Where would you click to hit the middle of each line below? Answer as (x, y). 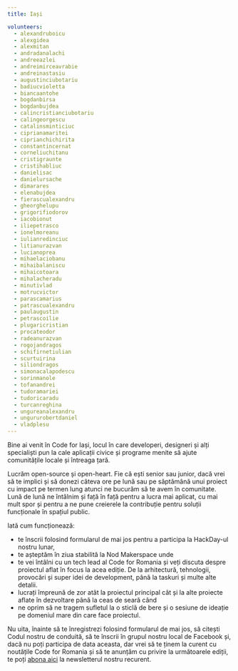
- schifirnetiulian (43, 352)
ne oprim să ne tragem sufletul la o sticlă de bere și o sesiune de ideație (123, 608)
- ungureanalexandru (44, 411)
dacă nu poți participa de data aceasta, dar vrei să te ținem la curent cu (112, 644)
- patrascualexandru (44, 305)
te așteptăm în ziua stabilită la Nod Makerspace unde (95, 554)
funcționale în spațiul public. (49, 512)
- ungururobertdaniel (46, 418)
